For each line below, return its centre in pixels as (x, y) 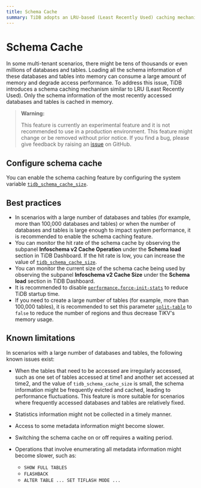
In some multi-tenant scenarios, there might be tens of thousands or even (97, 64)
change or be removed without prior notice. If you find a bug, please (105, 138)
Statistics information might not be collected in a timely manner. (93, 414)
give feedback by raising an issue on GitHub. (76, 144)
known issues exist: (31, 359)
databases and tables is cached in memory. (60, 102)
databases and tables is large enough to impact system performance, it (103, 230)
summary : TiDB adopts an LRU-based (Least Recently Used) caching (91, 17)
